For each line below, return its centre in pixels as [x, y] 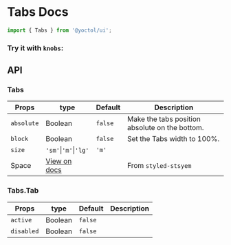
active [21, 220]
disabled [25, 231]
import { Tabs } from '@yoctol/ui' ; [59, 30]
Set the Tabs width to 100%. [173, 139]
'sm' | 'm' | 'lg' [67, 150]
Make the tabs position [164, 119]
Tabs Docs [38, 12]
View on [59, 161]
